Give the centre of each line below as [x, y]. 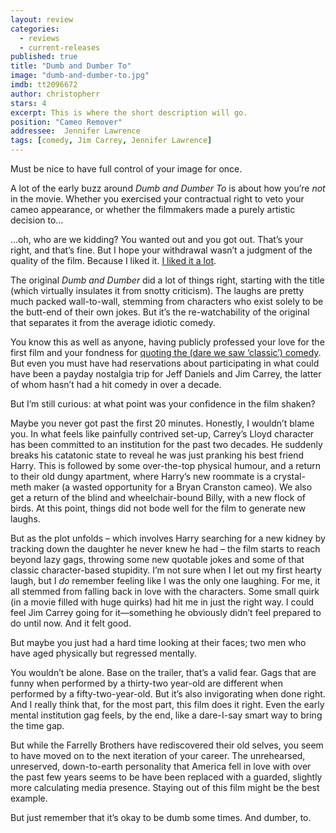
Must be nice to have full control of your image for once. [126, 169]
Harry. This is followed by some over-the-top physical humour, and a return [166, 465]
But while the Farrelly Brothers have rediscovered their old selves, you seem [167, 745]
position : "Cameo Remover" [66, 122]
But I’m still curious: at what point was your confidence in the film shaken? [163, 404]
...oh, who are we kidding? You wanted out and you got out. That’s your [157, 239]
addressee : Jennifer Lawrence [75, 131]
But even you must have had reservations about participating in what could [165, 363]
